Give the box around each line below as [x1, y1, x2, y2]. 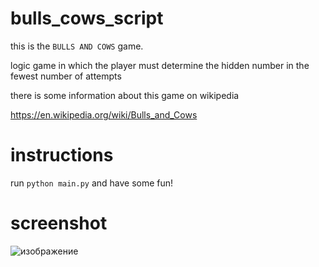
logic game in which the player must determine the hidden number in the [10, 59, 310, 71]
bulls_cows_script [10, 7, 164, 30]
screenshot [10, 212, 108, 235]
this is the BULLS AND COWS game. [10, 40, 144, 52]
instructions [10, 144, 114, 167]
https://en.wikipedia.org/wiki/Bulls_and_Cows [10, 108, 198, 121]
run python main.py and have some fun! [10, 177, 174, 189]
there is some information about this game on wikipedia [10, 89, 240, 101]
